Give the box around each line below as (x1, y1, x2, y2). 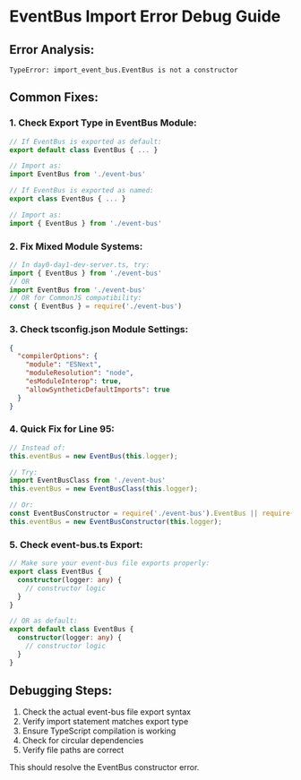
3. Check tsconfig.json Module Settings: (9, 323, 189, 336)
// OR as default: (9, 616, 78, 626)
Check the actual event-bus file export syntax (21, 707, 191, 717)
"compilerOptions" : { (17, 352, 99, 361)
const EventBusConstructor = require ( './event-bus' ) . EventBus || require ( (9, 509, 295, 519)
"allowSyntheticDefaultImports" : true (25, 385, 170, 394)
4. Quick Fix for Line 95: (9, 423, 115, 435)
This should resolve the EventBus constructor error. (9, 762, 200, 773)
